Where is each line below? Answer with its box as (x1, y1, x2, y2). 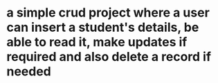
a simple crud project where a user (6, 5, 210, 21)
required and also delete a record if (6, 49, 212, 65)
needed (6, 64, 51, 80)
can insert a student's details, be (6, 19, 199, 35)
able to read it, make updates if (6, 35, 188, 50)
